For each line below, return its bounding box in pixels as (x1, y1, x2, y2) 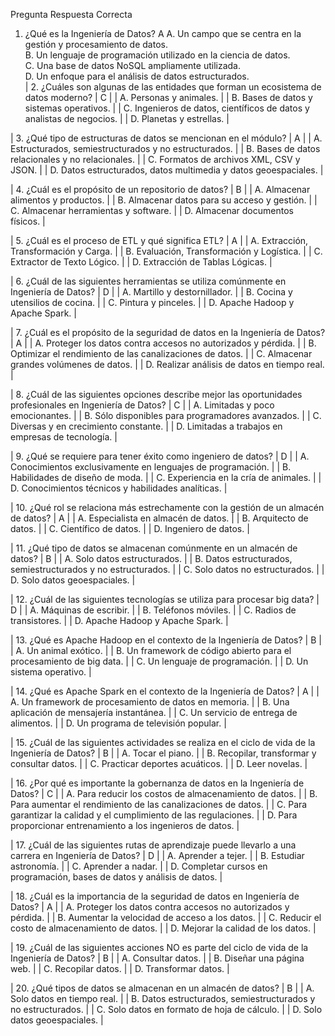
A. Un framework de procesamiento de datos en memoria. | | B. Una (10, 696, 290, 708)
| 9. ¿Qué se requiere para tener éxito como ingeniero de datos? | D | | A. (10, 450, 310, 462)
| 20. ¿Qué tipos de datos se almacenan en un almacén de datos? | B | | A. (10, 982, 315, 994)
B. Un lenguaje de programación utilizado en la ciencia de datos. (24, 49, 291, 61)
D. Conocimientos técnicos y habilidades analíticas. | (10, 482, 228, 494)
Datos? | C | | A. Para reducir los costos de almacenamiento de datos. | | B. (10, 788, 318, 799)
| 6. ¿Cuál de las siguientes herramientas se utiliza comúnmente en (10, 275, 287, 287)
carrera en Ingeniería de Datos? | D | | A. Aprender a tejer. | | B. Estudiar (10, 850, 305, 861)
